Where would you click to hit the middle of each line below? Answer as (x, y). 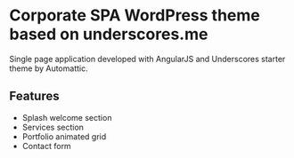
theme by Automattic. (49, 68)
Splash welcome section (67, 117)
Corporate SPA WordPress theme (135, 16)
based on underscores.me (109, 34)
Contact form (46, 146)
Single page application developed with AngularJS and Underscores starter (147, 59)
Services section (53, 127)
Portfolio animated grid (64, 136)
